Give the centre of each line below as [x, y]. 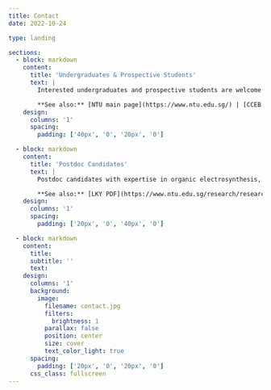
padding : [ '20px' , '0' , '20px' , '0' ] [100, 366]
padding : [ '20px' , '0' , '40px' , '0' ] [100, 224]
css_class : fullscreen [68, 373]
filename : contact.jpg [82, 306]
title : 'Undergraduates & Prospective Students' [113, 75]
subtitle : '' [52, 261]
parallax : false [71, 329]
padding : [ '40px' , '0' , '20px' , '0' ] [100, 135]
